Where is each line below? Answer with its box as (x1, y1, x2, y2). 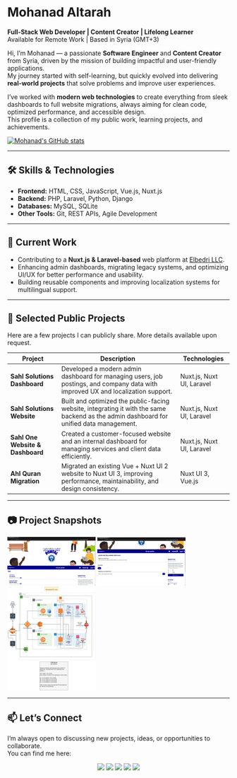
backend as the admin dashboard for (61, 412, 168, 421)
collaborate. (7, 741, 42, 750)
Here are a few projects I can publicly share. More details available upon (7, 331, 217, 339)
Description (99, 354, 135, 363)
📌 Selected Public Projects (7, 312, 126, 324)
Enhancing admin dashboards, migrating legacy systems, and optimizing (17, 262, 229, 271)
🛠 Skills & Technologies (7, 164, 115, 177)
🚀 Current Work (7, 236, 78, 248)
